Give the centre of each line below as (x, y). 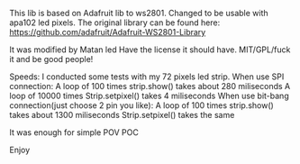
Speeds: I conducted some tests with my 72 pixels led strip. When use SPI (147, 77)
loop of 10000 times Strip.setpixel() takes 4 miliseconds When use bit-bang (150, 96)
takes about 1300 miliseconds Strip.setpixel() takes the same (122, 115)
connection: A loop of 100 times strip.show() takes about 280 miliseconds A (150, 86)
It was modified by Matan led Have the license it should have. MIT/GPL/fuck (150, 50)
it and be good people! (51, 59)
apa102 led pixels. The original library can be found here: (115, 23)
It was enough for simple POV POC (74, 132)
